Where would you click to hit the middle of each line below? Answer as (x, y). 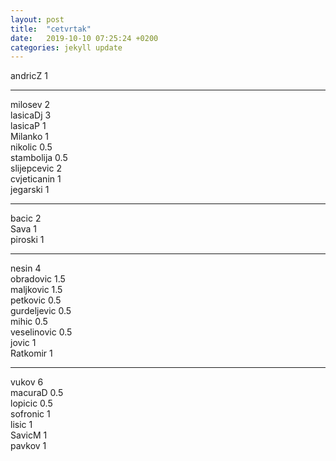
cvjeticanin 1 (36, 179)
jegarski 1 (30, 190)
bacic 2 (26, 218)
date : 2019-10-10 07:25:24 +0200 (84, 38)
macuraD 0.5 (37, 393)
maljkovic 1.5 (36, 290)
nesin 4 (26, 268)
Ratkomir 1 (31, 353)
